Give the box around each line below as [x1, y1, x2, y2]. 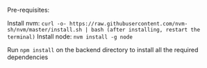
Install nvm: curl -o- [7, 19, 67, 27]
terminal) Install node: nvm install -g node [7, 32, 133, 41]
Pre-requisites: [7, 6, 50, 14]
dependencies [7, 53, 49, 61]
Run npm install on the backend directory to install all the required [7, 46, 199, 54]
